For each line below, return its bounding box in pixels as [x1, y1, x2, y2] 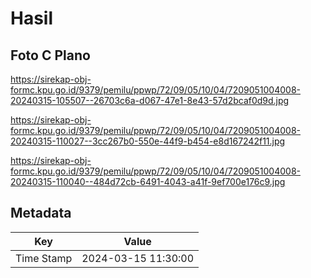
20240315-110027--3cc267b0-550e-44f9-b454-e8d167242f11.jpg [10, 135, 286, 147]
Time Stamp [15, 251, 73, 265]
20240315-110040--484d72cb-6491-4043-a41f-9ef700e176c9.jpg [10, 176, 286, 187]
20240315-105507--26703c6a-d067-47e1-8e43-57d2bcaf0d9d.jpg [10, 95, 290, 106]
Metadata [10, 205, 72, 222]
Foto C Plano [10, 47, 91, 64]
